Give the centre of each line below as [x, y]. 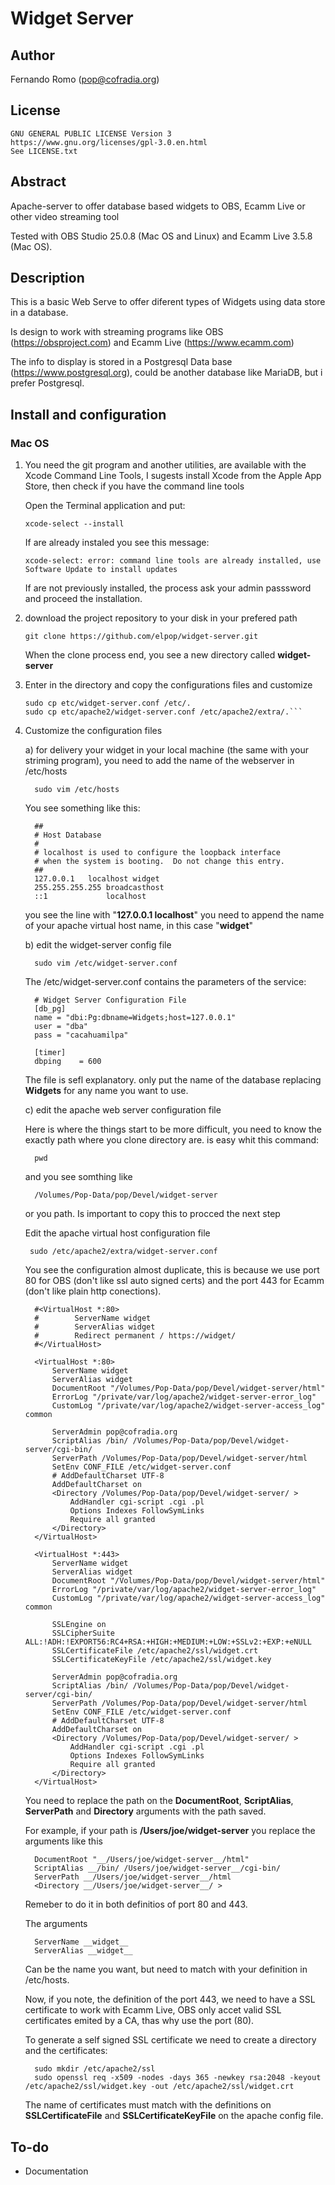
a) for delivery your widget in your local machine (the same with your [167, 750]
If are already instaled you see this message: [117, 543]
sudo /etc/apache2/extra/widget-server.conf [123, 1252]
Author [32, 55]
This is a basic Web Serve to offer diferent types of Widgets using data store [168, 302]
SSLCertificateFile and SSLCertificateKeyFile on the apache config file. [174, 2116]
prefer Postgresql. [47, 383]
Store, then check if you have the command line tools [134, 486]
